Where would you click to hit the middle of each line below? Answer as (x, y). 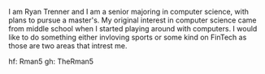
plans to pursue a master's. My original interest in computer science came (133, 20)
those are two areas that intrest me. (68, 46)
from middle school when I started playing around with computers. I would (133, 29)
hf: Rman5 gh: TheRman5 (51, 61)
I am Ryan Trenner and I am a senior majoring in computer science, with (129, 12)
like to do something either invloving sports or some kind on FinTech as (128, 37)
